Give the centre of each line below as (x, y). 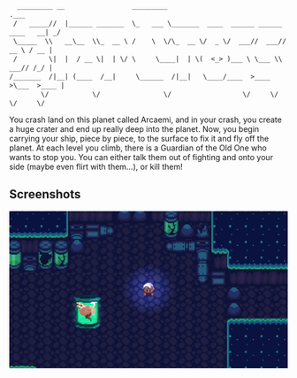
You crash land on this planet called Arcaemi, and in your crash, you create (146, 120)
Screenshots (45, 194)
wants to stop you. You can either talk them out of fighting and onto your (141, 157)
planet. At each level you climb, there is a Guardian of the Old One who (138, 148)
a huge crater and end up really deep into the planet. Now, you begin (134, 129)
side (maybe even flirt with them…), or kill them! (96, 166)
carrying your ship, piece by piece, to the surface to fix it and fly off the (139, 139)
